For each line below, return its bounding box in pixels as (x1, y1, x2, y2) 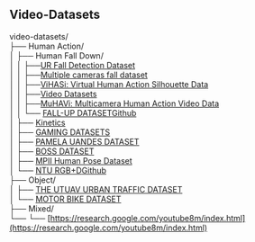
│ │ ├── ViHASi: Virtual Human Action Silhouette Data (9, 78, 209, 89)
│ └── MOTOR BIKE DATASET (9, 193, 122, 204)
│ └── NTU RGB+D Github (9, 165, 106, 175)
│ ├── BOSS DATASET (9, 146, 95, 157)
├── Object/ (9, 175, 57, 185)
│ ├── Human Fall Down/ (9, 49, 104, 61)
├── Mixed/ (9, 202, 54, 214)
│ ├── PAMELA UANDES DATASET (9, 136, 140, 147)
